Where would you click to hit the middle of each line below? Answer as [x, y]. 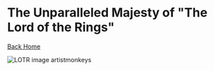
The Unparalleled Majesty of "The [107, 13]
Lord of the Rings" [61, 27]
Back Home [24, 46]
